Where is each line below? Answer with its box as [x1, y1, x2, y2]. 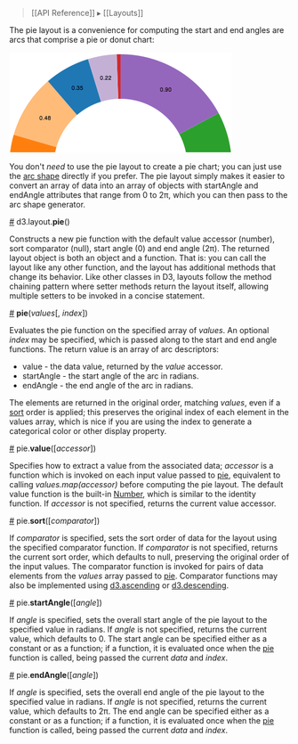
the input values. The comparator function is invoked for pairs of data [9, 561, 264, 571]
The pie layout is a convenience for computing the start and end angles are [9, 25, 285, 35]
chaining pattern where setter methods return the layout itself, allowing [9, 281, 270, 291]
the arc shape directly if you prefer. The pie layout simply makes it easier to [9, 171, 286, 181]
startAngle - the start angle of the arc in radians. [21, 371, 199, 381]
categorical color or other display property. [9, 426, 167, 436]
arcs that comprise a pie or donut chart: [9, 35, 155, 45]
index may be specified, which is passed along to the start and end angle [9, 334, 278, 345]
